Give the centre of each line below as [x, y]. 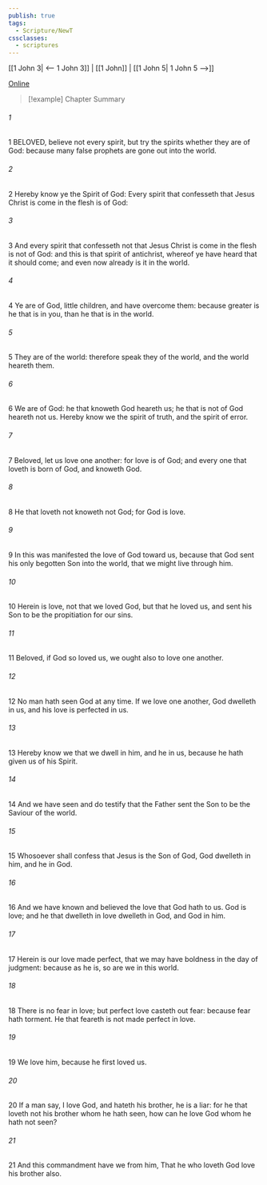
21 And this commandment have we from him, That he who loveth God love [132, 1165]
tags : [17, 23]
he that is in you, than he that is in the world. [81, 313]
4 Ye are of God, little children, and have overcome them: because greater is [134, 305]
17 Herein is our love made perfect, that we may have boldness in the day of [133, 959]
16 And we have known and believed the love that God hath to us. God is [127, 908]
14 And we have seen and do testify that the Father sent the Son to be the [130, 804]
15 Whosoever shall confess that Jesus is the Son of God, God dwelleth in [130, 856]
